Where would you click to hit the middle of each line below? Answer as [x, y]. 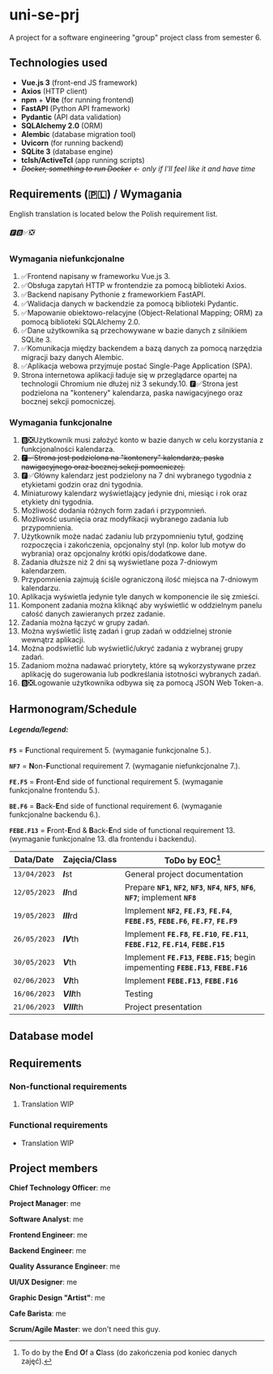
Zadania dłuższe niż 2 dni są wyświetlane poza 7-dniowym [119, 562]
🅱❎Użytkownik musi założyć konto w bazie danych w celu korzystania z [142, 440]
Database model [51, 1036]
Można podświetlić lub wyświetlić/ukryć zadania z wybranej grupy [132, 648]
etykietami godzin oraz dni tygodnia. [82, 485]
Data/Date [34, 860]
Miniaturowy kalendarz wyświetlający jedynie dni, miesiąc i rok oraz [134, 493]
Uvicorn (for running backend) [72, 143]
